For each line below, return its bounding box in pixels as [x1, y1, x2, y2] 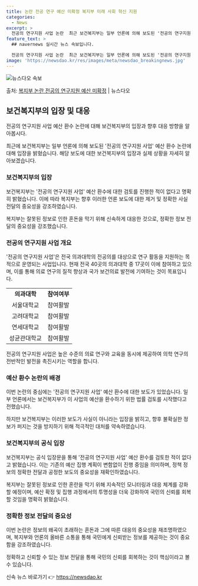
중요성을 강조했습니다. [16, 222, 68, 230]
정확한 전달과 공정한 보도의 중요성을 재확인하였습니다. [16, 468, 140, 475]
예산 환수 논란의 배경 [6, 373, 61, 382]
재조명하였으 [158, 526, 187, 533]
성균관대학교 [9, 334, 42, 342]
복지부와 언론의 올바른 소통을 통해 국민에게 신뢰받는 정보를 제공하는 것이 [14, 534, 179, 541]
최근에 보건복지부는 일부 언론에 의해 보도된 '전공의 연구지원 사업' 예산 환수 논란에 [6, 143, 192, 150]
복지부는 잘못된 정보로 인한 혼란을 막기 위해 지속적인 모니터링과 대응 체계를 [6, 481, 178, 488]
